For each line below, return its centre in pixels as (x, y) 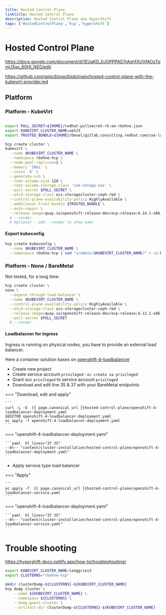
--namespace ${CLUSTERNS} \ (43, 598)
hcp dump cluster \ (25, 589)
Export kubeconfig (25, 234)
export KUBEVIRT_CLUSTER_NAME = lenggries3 (48, 571)
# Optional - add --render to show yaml (52, 222)
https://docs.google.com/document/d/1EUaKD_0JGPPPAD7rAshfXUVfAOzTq (83, 62)
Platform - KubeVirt (29, 111)
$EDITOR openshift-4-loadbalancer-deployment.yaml (58, 417)
